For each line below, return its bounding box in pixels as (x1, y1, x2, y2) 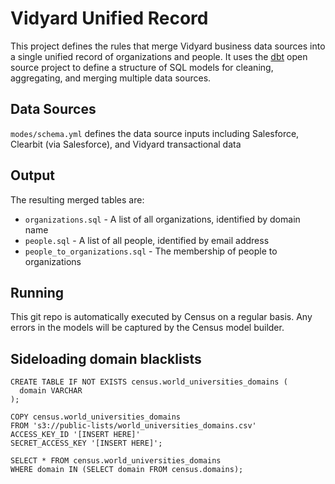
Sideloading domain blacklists (10, 350, 202, 367)
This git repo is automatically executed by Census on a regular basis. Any (10, 311, 313, 323)
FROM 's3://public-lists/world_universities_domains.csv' (10, 421, 257, 431)
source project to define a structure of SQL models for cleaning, (10, 61, 274, 73)
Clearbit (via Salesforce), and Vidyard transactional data (10, 138, 242, 150)
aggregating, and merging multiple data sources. (10, 72, 212, 84)
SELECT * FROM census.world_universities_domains (10, 456, 222, 466)
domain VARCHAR (19, 386, 83, 396)
